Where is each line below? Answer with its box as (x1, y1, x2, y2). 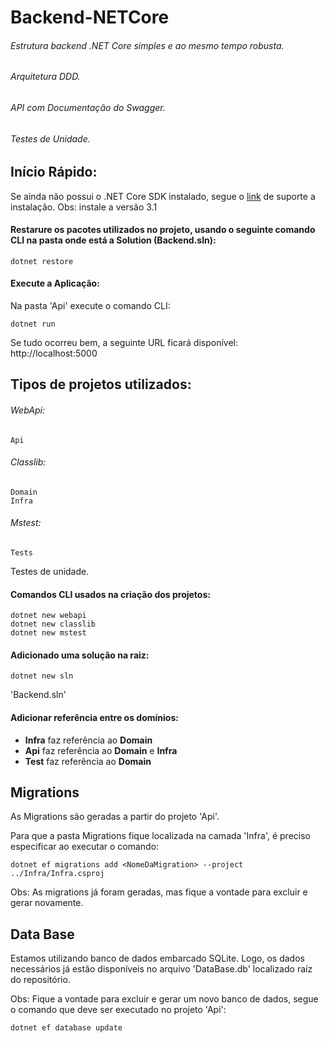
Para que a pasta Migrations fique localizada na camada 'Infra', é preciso (10, 830, 311, 842)
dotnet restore (10, 256, 74, 266)
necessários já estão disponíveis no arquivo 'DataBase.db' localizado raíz (10, 963, 313, 975)
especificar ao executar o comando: (10, 841, 160, 853)
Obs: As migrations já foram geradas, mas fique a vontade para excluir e (10, 886, 308, 898)
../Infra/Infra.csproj (10, 869, 105, 879)
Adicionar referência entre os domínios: (10, 712, 179, 724)
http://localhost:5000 (10, 347, 98, 360)
